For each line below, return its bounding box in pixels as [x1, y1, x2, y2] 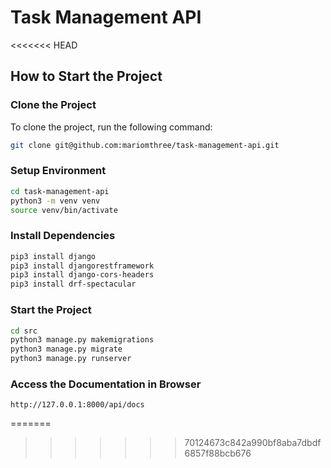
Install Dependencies [10, 229, 116, 243]
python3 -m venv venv [10, 196, 101, 206]
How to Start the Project [10, 68, 163, 85]
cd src [10, 326, 38, 336]
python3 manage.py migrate [10, 344, 123, 355]
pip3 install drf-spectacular [10, 279, 137, 290]
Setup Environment [10, 164, 107, 178]
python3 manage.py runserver [10, 354, 132, 364]
